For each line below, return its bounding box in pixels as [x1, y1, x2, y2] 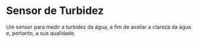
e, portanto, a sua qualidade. [6, 29, 76, 36]
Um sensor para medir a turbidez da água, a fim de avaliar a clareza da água [6, 23, 191, 30]
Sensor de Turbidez [6, 4, 104, 17]
